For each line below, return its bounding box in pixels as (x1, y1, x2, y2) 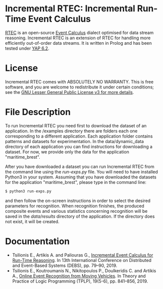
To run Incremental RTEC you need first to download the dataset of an (5, 122, 147, 128)
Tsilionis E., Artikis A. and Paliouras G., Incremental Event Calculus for (12, 252, 154, 258)
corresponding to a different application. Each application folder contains (5, 133, 153, 139)
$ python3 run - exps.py (5, 189, 52, 194)
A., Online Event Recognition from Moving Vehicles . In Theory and (12, 273, 146, 279)
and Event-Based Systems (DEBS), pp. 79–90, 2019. (12, 262, 118, 268)
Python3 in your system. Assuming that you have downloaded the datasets (5, 174, 157, 180)
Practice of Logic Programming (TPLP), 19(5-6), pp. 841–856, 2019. (12, 278, 148, 284)
